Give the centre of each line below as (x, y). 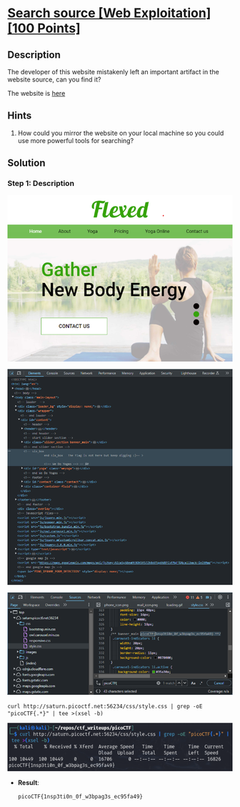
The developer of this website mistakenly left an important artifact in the (113, 72)
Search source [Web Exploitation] (109, 13)
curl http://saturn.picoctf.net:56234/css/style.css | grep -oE (105, 706)
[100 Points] (44, 28)
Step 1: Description (41, 184)
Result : (28, 782)
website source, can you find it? (54, 79)
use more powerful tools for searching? (76, 140)
